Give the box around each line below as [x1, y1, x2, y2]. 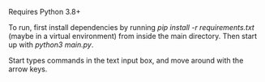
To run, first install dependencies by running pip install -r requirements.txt [8, 23, 255, 32]
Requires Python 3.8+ [8, 7, 81, 16]
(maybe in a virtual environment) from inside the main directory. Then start [8, 32, 258, 41]
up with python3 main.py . [8, 40, 94, 50]
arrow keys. [8, 64, 48, 74]
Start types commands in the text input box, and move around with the [8, 56, 244, 65]
